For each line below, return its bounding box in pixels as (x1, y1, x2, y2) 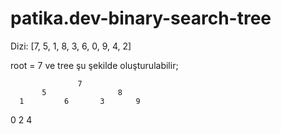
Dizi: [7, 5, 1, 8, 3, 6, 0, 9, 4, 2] (10, 40, 132, 52)
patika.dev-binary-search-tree (10, 7, 272, 30)
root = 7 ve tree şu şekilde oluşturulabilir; (10, 59, 179, 71)
